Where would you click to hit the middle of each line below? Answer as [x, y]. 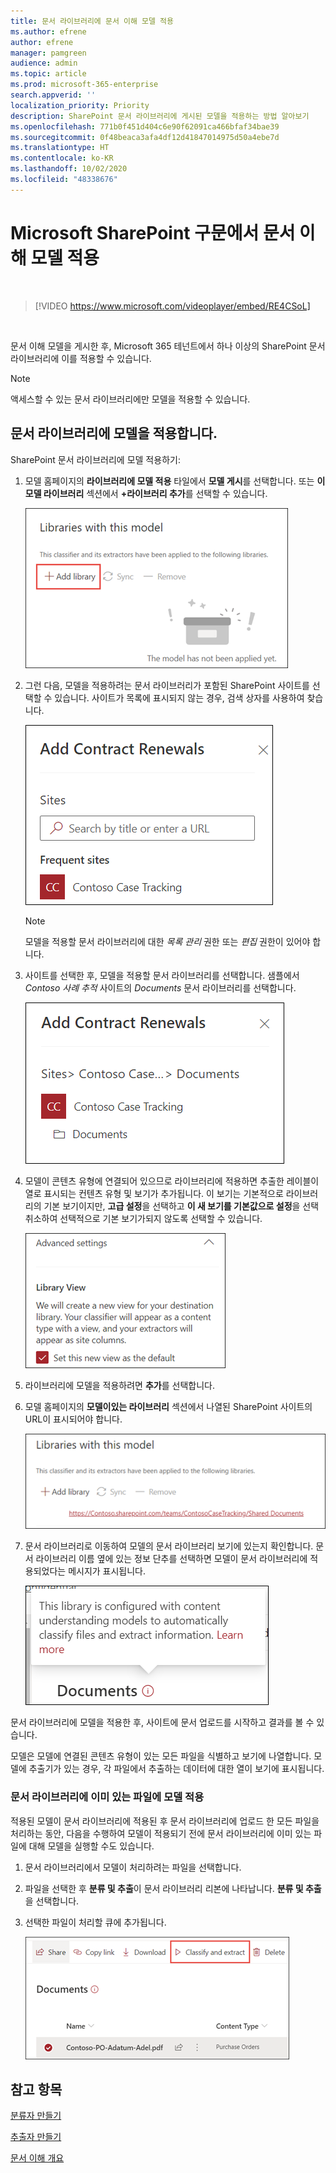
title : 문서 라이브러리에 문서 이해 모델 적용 [92, 21]
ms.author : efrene [48, 31]
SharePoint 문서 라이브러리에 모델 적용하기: [95, 459]
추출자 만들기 [36, 2137]
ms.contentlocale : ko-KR [62, 158]
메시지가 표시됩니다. [107, 1571]
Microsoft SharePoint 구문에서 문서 [153, 232]
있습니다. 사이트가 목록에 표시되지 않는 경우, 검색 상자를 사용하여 [179, 697]
